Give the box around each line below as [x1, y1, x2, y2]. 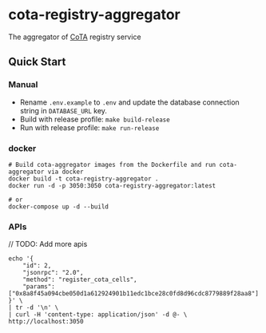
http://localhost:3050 [8, 318, 84, 326]
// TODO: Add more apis [8, 240, 88, 249]
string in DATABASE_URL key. [19, 105, 108, 115]
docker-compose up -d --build [8, 202, 109, 211]
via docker [47, 168, 84, 176]
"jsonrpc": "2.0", [22, 269, 84, 277]
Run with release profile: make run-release [19, 122, 160, 133]
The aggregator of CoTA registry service [8, 32, 141, 42]
